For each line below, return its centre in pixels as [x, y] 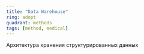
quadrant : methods [29, 23]
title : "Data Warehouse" [37, 12]
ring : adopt [21, 17]
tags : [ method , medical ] [37, 28]
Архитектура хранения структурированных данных [72, 45]
